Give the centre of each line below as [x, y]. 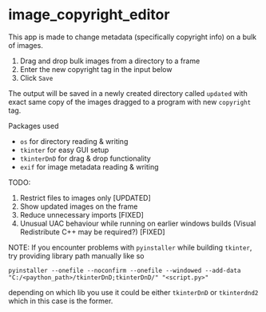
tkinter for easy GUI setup [64, 150]
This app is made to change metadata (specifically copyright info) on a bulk [133, 37]
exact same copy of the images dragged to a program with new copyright [130, 102]
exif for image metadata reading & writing [89, 166]
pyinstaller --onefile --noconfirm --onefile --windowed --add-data [125, 270]
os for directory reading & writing [74, 141]
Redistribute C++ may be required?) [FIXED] [92, 232]
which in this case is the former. [61, 301]
